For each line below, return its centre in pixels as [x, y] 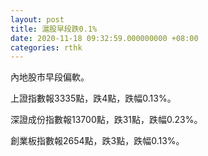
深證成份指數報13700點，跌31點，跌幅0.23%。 [106, 120]
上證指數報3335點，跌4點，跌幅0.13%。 [93, 98]
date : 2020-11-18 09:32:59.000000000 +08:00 [104, 38]
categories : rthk [46, 47]
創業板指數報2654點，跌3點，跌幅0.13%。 [97, 141]
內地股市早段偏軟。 [50, 77]
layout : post [37, 19]
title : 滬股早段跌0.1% [54, 29]
